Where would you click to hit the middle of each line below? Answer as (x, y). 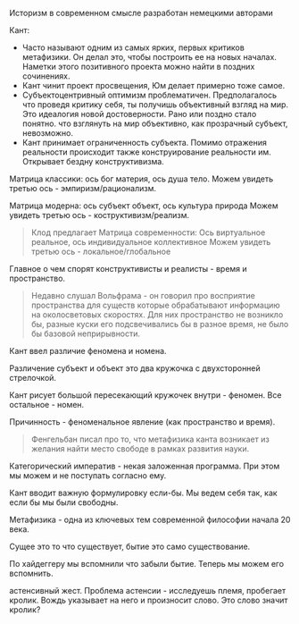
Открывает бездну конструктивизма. (93, 161)
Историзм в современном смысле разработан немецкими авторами (141, 13)
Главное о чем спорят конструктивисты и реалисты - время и (128, 269)
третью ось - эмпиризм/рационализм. (83, 188)
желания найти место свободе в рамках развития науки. (140, 449)
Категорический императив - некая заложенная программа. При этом (145, 466)
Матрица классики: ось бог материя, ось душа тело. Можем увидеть (141, 179)
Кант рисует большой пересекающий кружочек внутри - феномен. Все (145, 395)
